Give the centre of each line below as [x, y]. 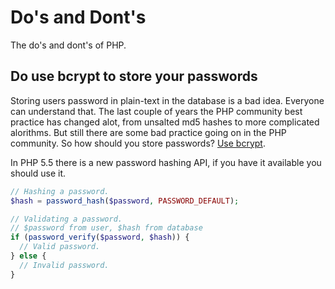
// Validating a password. [66, 219]
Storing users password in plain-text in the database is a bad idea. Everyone [167, 100]
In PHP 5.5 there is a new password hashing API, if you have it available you [166, 162]
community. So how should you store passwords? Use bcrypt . [138, 143]
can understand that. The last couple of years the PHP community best [156, 111]
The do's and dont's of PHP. [68, 45]
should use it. [38, 173]
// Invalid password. [64, 265]
